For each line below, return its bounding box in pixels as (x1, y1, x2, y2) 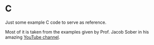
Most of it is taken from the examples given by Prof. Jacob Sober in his (5, 29, 149, 35)
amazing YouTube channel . (5, 34, 60, 40)
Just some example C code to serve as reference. (5, 19, 107, 25)
